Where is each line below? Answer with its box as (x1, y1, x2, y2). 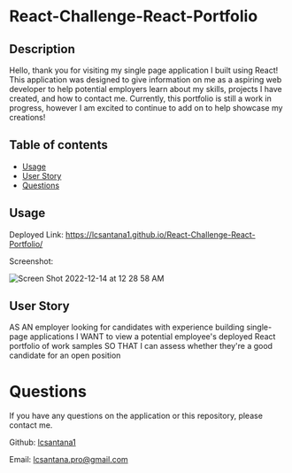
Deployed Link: (9, 229, 64, 240)
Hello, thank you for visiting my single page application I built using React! (9, 65, 279, 75)
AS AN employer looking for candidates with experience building (9, 322, 245, 333)
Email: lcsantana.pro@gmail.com (9, 454, 128, 465)
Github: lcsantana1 (9, 437, 77, 448)
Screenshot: (9, 255, 54, 267)
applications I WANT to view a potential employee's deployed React (29, 331, 276, 342)
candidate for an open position (9, 350, 121, 361)
